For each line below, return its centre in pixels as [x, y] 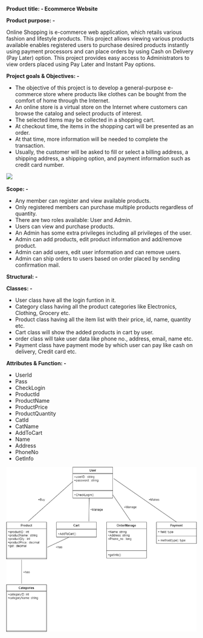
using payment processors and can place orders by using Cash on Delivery [100, 51]
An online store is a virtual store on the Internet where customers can [101, 107]
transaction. [30, 145]
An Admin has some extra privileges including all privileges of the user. [103, 233]
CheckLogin [30, 388]
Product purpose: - [31, 20]
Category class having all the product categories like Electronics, [96, 307]
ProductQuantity [35, 413]
